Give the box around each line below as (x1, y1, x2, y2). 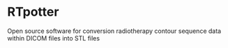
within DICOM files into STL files (7, 34, 100, 42)
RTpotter (7, 4, 59, 20)
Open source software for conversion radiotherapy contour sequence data (7, 27, 222, 35)
